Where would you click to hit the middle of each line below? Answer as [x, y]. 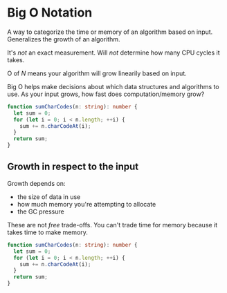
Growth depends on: [36, 183]
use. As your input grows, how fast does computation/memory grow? [106, 94]
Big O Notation [50, 13]
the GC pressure [40, 211]
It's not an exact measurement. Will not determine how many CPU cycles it [113, 53]
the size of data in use [49, 197]
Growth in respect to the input [73, 167]
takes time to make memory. [47, 232]
